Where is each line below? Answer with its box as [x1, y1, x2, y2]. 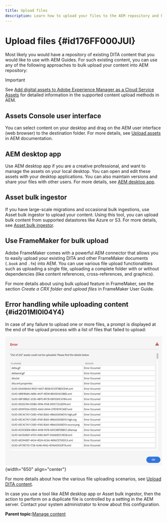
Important [5, 77, 25, 83]
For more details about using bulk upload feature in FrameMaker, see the [5, 281, 154, 287]
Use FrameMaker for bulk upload [5, 236, 109, 245]
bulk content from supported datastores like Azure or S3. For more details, [5, 217, 158, 223]
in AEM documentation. [5, 136, 53, 142]
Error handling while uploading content [5, 300, 129, 309]
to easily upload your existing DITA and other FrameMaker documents [5, 255, 148, 261]
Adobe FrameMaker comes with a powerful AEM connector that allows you [5, 250, 159, 256]
